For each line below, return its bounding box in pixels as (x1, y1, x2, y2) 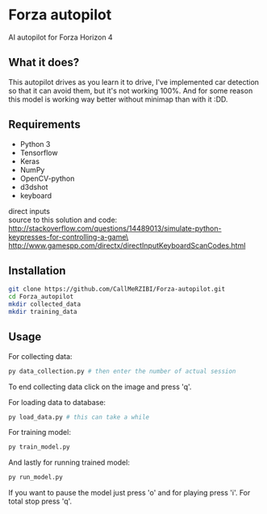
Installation (8, 264, 66, 278)
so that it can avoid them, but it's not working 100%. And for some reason (8, 86, 253, 95)
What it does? (8, 56, 80, 69)
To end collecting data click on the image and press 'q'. (8, 382, 192, 391)
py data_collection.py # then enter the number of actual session (8, 367, 236, 375)
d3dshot (19, 182, 48, 191)
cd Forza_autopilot (8, 293, 74, 301)
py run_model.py (8, 474, 63, 482)
